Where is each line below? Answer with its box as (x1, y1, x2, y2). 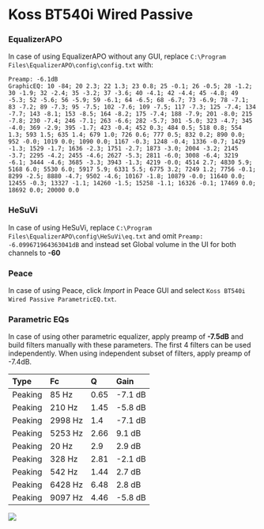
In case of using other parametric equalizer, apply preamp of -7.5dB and (8, 332, 243, 341)
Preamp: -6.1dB (8, 75, 58, 84)
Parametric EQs (8, 314, 70, 325)
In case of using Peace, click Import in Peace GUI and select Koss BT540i (8, 286, 246, 295)
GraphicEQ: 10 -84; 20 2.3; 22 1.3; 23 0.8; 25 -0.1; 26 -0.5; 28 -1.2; (8, 82, 253, 90)
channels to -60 (8, 248, 61, 257)
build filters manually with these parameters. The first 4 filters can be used (8, 341, 251, 350)
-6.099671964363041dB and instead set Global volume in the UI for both (8, 239, 237, 249)
